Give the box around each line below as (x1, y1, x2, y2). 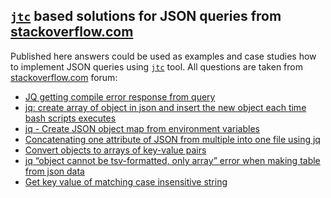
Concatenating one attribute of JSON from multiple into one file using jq (24, 133, 321, 145)
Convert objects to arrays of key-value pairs (24, 144, 207, 156)
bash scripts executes (24, 112, 117, 124)
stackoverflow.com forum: (10, 71, 118, 83)
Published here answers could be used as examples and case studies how (10, 50, 317, 62)
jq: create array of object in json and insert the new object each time (24, 101, 307, 113)
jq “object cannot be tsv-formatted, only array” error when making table (24, 154, 321, 166)
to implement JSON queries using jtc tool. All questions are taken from (10, 60, 303, 73)
